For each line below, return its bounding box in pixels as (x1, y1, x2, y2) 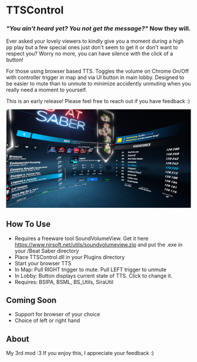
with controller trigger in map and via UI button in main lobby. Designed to (6, 74, 185, 81)
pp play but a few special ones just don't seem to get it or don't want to (6, 44, 178, 51)
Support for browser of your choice (14, 311, 101, 318)
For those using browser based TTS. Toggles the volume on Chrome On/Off (6, 68, 189, 75)
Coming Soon (6, 295, 57, 305)
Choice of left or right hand (14, 317, 80, 324)
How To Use (6, 219, 51, 229)
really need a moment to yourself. (6, 86, 87, 94)
